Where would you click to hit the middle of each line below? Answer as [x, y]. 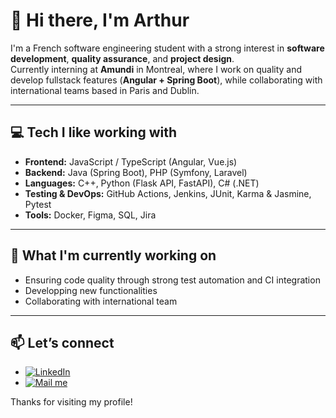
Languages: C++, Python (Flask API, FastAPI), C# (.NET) [142, 183]
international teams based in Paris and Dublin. [105, 90]
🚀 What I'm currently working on [113, 255]
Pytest [38, 204]
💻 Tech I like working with [94, 132]
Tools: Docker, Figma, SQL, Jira [90, 215]
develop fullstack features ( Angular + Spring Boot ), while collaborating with [166, 80]
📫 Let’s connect [62, 342]
